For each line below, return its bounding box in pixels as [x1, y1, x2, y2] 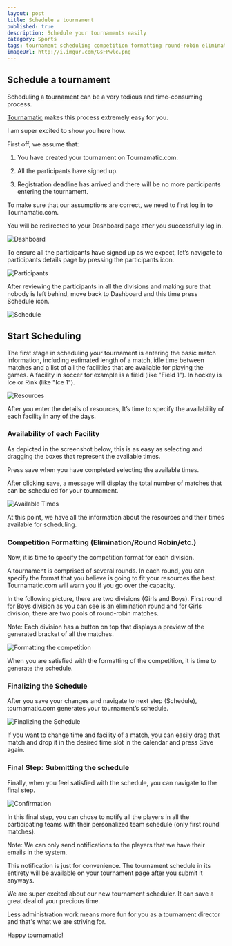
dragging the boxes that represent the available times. [7, 452, 161, 460]
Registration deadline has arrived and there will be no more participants [17, 180, 221, 188]
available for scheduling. [7, 520, 77, 529]
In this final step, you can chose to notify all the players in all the [7, 812, 190, 821]
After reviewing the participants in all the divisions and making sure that [7, 282, 211, 290]
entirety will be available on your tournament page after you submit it [7, 869, 203, 877]
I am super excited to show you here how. [7, 126, 126, 135]
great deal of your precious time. [7, 896, 100, 905]
